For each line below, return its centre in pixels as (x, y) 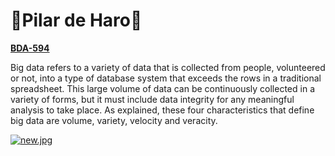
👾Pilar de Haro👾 (76, 20)
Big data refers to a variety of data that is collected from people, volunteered (168, 67)
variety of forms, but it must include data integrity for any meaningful (152, 99)
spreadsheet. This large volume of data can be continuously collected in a (162, 88)
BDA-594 (30, 48)
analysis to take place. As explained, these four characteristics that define (162, 110)
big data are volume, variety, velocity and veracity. (114, 120)
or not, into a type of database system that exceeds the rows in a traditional (166, 78)
